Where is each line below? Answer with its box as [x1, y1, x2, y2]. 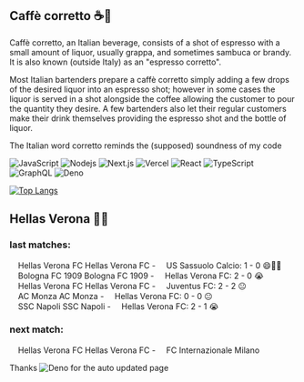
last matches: [9, 238, 71, 251]
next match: [9, 323, 64, 336]
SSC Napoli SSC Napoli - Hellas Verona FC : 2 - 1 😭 [17, 300, 219, 312]
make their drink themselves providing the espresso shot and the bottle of [9, 113, 287, 124]
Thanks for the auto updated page [9, 362, 169, 373]
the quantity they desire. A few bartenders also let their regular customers [9, 103, 287, 114]
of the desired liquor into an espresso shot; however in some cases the [9, 84, 276, 95]
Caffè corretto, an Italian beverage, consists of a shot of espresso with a [9, 36, 280, 48]
